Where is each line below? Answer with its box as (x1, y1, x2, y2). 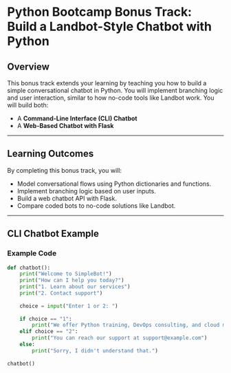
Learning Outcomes (7, 148, 94, 160)
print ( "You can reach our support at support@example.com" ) (32, 334, 208, 341)
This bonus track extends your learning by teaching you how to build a (7, 79, 207, 87)
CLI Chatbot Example (7, 228, 100, 239)
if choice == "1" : (19, 315, 72, 322)
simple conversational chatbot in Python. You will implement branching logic (7, 87, 223, 94)
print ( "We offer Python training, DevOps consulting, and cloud (32, 321, 220, 329)
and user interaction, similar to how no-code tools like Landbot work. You (7, 94, 214, 102)
